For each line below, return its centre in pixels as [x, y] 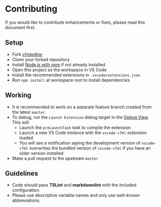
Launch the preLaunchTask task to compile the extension [75, 127]
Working [18, 95]
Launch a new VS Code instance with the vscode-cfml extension [83, 133]
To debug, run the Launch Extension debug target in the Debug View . [80, 117]
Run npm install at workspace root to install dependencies [71, 80]
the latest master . [29, 112]
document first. [20, 27]
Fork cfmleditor [27, 54]
